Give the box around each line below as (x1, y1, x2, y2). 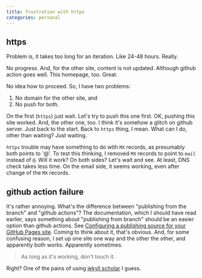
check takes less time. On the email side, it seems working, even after (6, 163, 180, 170)
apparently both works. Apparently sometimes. (6, 241, 123, 248)
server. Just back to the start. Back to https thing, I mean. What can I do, (6, 125, 188, 133)
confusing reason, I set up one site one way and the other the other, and (6, 235, 186, 242)
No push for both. (14, 101, 59, 108)
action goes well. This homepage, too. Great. (6, 71, 118, 79)
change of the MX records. (6, 169, 71, 176)
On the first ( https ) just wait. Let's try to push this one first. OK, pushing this (6, 112, 195, 120)
